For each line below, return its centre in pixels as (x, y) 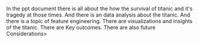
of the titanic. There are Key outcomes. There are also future (81, 27)
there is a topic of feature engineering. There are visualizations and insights (99, 21)
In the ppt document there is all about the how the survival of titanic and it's (99, 9)
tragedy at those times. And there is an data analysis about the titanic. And (98, 15)
